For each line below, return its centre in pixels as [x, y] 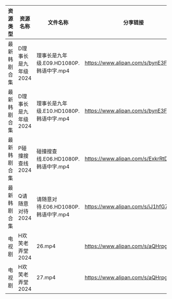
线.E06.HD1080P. [58, 159]
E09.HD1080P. [61, 63]
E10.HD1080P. [61, 111]
